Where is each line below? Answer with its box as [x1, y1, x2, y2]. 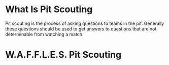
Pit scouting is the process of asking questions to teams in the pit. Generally [5, 20, 164, 26]
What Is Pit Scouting [5, 4, 93, 15]
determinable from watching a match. [5, 31, 84, 37]
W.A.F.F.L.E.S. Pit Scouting [5, 49, 122, 60]
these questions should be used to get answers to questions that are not [5, 25, 157, 31]
